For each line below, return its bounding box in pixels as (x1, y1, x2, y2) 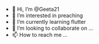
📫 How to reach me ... (11, 32, 68, 38)
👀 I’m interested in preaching (11, 12, 83, 19)
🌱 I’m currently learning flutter (11, 18, 86, 25)
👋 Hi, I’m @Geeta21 (11, 6, 60, 12)
